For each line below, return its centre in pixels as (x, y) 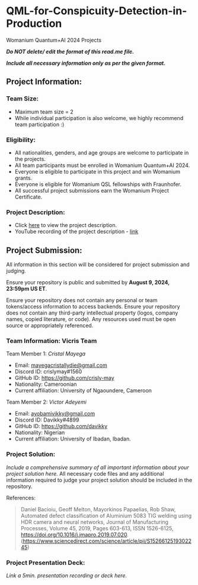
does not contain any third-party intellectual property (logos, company (92, 313)
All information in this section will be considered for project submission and (98, 265)
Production (34, 23)
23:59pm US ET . (27, 289)
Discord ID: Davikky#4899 (47, 420)
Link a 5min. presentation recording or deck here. (67, 575)
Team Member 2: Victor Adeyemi (47, 402)
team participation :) (39, 124)
